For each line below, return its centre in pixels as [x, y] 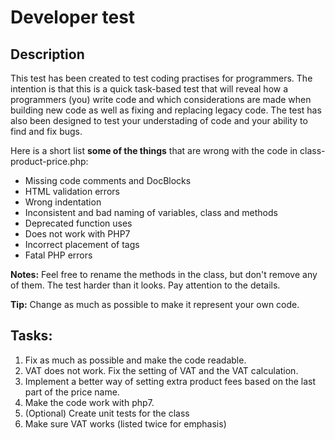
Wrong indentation [63, 202]
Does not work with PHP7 [77, 234]
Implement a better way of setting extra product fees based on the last [170, 381]
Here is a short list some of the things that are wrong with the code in [154, 150]
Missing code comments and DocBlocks [108, 180]
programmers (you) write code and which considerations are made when [161, 99]
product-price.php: [49, 161]
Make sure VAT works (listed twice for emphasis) [125, 423]
